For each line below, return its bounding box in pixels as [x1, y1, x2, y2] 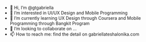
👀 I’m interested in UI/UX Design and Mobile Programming [9, 10, 128, 16]
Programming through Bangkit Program [9, 20, 90, 26]
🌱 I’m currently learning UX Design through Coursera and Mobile [9, 15, 141, 21]
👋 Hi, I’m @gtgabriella [9, 5, 54, 10]
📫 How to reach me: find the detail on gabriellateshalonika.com [9, 31, 140, 37]
